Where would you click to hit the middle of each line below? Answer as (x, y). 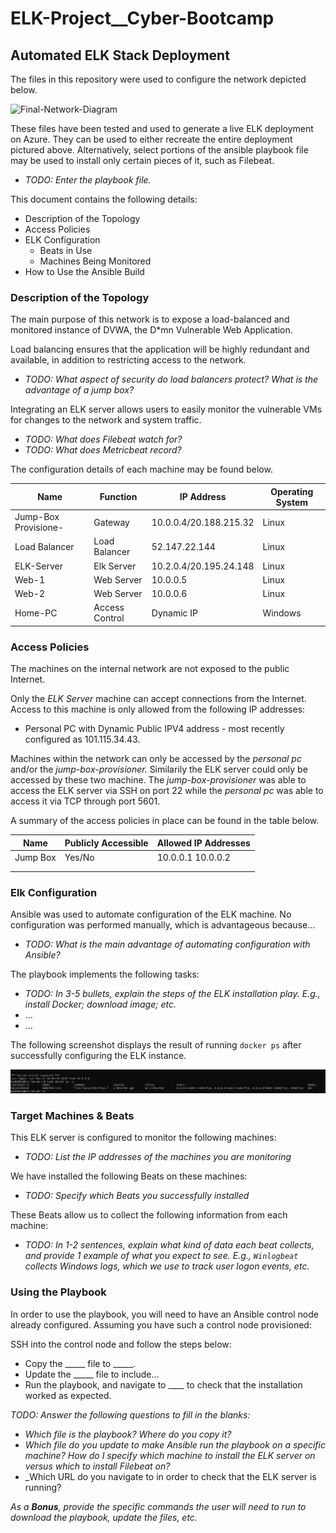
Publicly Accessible (106, 843)
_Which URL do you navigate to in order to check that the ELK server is (170, 1476)
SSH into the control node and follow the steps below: (121, 1344)
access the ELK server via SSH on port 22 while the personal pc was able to (167, 791)
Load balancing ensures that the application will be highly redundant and (160, 349)
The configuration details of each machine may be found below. (141, 469)
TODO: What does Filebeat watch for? (103, 439)
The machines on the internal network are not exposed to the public (150, 669)
